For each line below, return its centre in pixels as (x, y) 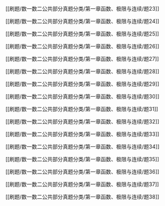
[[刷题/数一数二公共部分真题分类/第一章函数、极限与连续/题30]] (82, 97)
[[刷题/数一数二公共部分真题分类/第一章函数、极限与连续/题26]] (82, 46)
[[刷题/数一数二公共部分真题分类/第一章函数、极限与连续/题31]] (82, 109)
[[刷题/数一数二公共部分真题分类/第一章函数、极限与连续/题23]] (82, 9)
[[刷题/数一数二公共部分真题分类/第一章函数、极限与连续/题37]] (82, 184)
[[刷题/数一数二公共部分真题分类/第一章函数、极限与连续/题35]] (82, 159)
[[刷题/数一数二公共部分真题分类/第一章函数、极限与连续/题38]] (82, 197)
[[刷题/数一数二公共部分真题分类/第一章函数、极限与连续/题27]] (82, 59)
